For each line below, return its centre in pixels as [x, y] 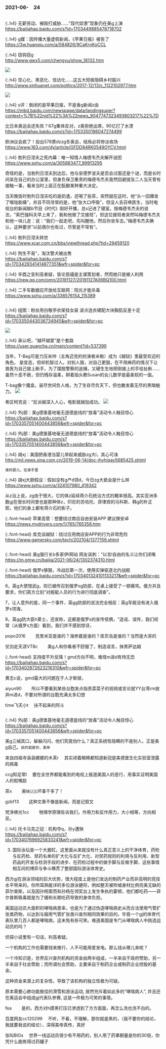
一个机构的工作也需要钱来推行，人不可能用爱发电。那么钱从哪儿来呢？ [77, 948]
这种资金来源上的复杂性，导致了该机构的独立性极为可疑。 [63, 981]
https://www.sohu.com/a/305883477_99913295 [54, 163]
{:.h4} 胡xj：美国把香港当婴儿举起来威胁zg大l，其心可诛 [62, 455]
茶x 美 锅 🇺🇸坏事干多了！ [34, 791]
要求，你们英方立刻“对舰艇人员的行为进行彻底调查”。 [59, 592]
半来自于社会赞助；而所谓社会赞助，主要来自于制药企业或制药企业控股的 [79, 964]
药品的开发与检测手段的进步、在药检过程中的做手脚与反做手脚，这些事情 [86, 862]
